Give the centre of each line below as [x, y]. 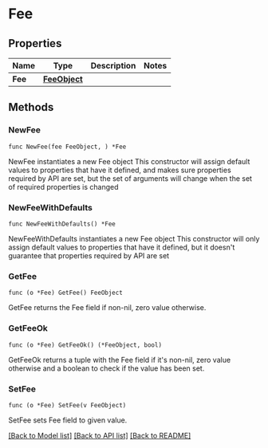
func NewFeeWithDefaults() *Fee [62, 224]
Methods [31, 107]
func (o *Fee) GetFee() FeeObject [66, 293]
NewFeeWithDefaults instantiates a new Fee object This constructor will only [134, 238]
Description [113, 66]
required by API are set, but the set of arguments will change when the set [130, 178]
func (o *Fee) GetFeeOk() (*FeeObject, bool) [85, 345]
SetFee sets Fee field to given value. [68, 420]
